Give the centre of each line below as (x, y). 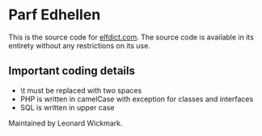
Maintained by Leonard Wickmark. (65, 123)
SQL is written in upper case (67, 107)
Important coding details (72, 71)
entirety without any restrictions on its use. (80, 45)
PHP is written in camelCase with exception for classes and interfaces (137, 99)
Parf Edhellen (55, 15)
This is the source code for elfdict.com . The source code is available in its (131, 37)
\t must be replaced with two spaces (81, 90)
